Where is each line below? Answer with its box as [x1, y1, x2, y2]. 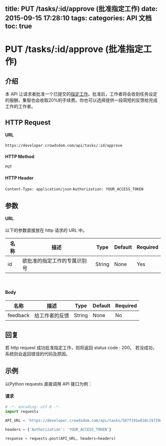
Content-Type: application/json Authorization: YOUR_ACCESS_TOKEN [5, 187, 144, 192]
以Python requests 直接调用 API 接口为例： [5, 381, 93, 387]
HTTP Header [5, 175, 34, 181]
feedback [7, 312, 30, 319]
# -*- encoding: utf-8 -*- [5, 404, 61, 410]
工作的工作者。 [5, 104, 36, 110]
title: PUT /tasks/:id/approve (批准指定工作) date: [5, 4, 158, 13]
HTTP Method [5, 153, 35, 160]
